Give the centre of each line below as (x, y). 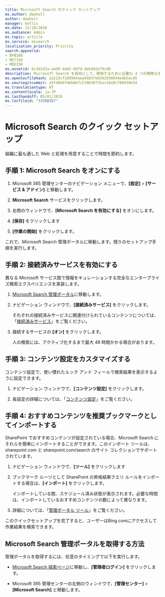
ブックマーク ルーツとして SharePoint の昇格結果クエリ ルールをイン (82, 477)
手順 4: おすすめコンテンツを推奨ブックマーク (74, 416)
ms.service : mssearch (27, 42)
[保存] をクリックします (36, 221)
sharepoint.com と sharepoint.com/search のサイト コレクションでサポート (81, 450)
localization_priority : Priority (39, 46)
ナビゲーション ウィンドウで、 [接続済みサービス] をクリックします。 (82, 305)
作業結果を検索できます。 (31, 527)
